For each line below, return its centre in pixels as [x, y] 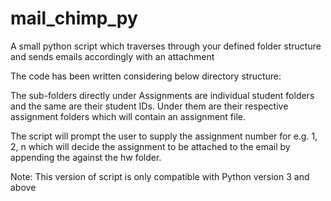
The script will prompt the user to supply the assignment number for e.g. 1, [164, 136]
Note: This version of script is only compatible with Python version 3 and [160, 176]
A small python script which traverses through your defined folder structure [166, 46]
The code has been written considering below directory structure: [146, 76]
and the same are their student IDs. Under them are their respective [149, 106]
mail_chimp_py [74, 18]
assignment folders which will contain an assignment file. [128, 116]
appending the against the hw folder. [86, 157]
